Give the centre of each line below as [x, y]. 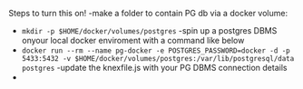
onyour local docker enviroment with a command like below [133, 40]
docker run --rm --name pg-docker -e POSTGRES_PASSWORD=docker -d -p [156, 51]
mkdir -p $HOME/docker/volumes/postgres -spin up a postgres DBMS [149, 30]
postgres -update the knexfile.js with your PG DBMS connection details [154, 68]
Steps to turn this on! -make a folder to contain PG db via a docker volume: [148, 13]
